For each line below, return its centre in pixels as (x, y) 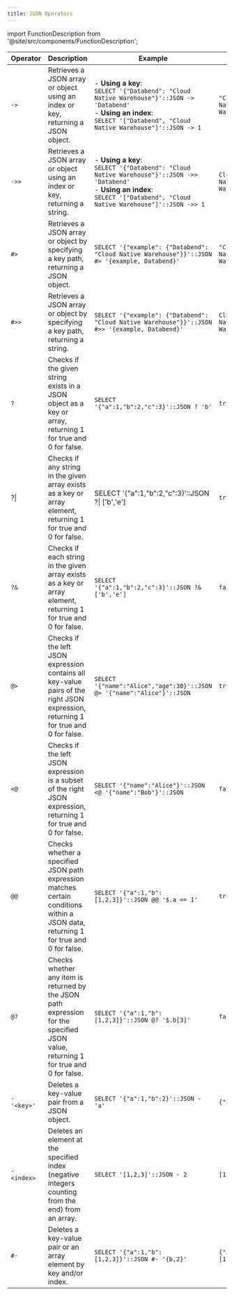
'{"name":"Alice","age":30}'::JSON (153, 686)
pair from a (66, 1102)
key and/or (65, 1273)
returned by (67, 986)
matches (62, 887)
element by (66, 1264)
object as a (66, 403)
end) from (64, 1209)
